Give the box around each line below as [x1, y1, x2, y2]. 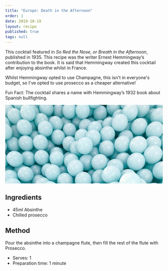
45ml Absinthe [12, 206, 43, 212]
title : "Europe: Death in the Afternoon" [5, 8, 93, 13]
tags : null [5, 35, 28, 40]
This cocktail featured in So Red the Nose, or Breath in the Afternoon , [5, 49, 148, 55]
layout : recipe [5, 24, 37, 29]
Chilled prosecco [12, 212, 48, 218]
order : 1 [5, 13, 23, 19]
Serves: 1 [12, 254, 31, 260]
